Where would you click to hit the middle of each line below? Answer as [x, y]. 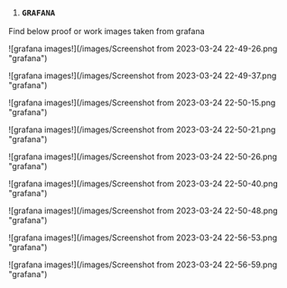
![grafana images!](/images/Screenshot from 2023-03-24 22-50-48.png [143, 211]
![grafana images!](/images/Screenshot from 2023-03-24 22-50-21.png [142, 130]
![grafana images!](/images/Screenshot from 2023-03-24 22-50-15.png [142, 103]
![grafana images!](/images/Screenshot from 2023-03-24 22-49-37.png [143, 76]
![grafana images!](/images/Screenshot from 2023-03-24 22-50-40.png [143, 184]
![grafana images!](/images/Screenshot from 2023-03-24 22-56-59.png [143, 265]
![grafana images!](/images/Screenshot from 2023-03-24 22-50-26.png [143, 157]
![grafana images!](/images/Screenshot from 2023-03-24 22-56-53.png [143, 238]
